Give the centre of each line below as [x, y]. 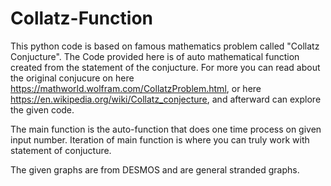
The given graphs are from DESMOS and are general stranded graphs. [155, 169]
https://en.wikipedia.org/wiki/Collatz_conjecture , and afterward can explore [166, 99]
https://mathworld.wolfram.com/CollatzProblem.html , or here [136, 88]
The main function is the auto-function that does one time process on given [166, 129]
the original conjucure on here [72, 78]
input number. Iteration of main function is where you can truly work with [160, 139]
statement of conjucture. [61, 150]
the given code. [42, 109]
